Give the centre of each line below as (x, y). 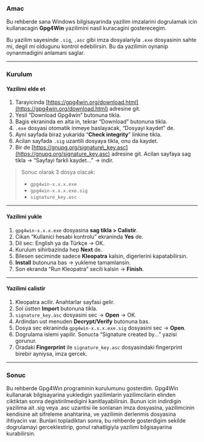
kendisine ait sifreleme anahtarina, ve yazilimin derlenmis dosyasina (91, 414)
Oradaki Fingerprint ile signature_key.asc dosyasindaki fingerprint (99, 347)
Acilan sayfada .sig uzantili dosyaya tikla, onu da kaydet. (87, 141)
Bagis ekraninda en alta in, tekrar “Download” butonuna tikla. (91, 122)
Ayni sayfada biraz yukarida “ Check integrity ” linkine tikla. (88, 134)
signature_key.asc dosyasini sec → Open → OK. (76, 315)
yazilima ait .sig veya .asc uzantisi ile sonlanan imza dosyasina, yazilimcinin (100, 408)
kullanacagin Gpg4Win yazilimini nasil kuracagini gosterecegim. (87, 28)
